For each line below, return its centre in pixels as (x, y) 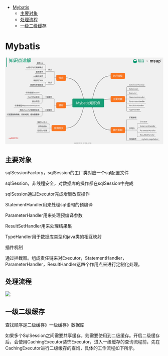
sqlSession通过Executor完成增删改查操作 (48, 194)
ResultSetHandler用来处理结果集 (39, 226)
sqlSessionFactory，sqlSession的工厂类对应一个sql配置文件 (67, 172)
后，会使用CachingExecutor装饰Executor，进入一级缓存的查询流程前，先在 (83, 341)
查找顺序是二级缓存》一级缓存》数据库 (45, 325)
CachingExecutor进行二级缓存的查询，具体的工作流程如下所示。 (71, 348)
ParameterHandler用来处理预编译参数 (44, 215)
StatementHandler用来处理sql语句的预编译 (49, 204)
